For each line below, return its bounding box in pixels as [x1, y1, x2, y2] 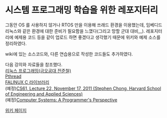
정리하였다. [5, 40, 27, 46]
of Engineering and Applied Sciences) [5, 91, 83, 97]
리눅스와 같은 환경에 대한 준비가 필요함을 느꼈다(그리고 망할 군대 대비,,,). [5, 28, 146, 34]
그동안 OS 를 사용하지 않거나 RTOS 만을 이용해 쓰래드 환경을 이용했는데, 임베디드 [5, 22, 163, 28]
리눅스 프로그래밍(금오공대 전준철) [5, 67, 71, 73]
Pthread [5, 73, 21, 79]
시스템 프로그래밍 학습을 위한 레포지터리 [5, 4, 159, 16]
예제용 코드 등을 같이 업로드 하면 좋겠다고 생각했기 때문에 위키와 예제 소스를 [14, 34, 161, 40]
